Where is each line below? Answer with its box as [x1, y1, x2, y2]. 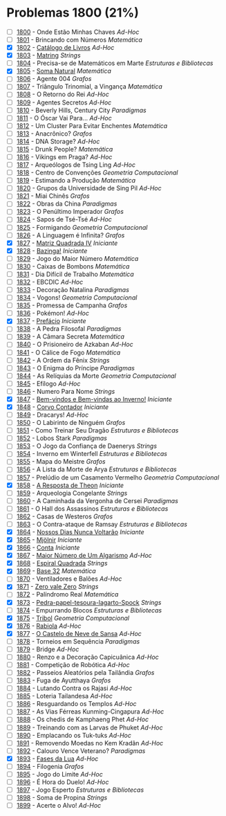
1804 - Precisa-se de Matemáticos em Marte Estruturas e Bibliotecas [16, 59, 214, 67]
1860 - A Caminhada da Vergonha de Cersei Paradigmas [16, 496, 179, 505]
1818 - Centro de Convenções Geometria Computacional [16, 168, 178, 177]
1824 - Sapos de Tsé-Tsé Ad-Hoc [16, 215, 112, 224]
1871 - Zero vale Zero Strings [16, 583, 99, 591]
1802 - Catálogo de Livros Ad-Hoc [16, 44, 115, 52]
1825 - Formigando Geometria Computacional [16, 223, 148, 231]
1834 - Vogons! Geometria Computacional [16, 293, 138, 302]
